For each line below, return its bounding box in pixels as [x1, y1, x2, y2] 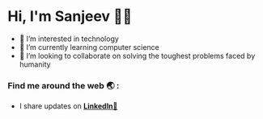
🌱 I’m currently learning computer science [19, 42, 159, 51]
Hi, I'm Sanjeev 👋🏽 [7, 7, 133, 26]
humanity [19, 59, 51, 69]
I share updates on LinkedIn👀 [19, 101, 118, 111]
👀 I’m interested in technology [19, 34, 119, 43]
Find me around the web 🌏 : [7, 80, 120, 91]
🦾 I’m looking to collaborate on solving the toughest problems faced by [19, 51, 256, 60]
